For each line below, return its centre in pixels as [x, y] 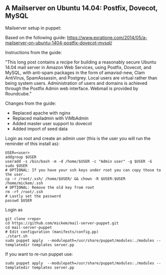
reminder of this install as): [32, 143]
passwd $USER [19, 201]
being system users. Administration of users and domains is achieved [76, 83]
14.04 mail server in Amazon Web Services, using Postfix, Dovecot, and [78, 67]
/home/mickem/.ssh [24, 183]
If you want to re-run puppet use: [39, 254]
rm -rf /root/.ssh [24, 192]
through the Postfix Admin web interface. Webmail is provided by [72, 88]
